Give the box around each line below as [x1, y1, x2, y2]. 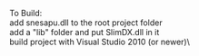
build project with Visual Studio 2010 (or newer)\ [9, 36, 191, 47]
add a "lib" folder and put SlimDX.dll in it [9, 27, 160, 37]
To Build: [9, 8, 43, 18]
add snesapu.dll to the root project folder [9, 17, 163, 28]
